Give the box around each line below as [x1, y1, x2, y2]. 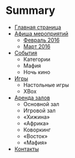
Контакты [14, 145, 40, 153]
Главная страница [14, 24, 61, 31]
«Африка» [23, 119, 49, 127]
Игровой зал [23, 107, 56, 114]
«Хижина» [23, 113, 50, 121]
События [14, 49, 37, 56]
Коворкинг [23, 126, 51, 133]
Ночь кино [23, 68, 50, 75]
